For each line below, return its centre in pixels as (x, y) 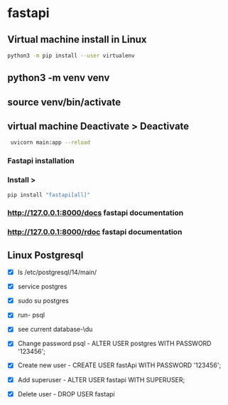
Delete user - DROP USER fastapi (66, 394)
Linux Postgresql (45, 255)
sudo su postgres (43, 301)
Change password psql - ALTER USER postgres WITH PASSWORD (114, 344)
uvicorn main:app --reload (50, 143)
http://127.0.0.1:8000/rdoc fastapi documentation (95, 232)
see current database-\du (55, 330)
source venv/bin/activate (64, 102)
